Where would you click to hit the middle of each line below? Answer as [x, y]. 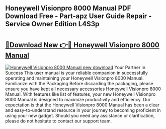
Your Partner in [130, 67]
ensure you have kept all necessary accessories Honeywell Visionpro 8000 [83, 89]
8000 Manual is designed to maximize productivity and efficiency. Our [78, 100]
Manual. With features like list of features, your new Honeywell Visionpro [80, 94]
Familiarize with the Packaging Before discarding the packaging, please [79, 83]
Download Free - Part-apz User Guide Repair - [78, 16]
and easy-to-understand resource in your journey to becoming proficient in [83, 110]
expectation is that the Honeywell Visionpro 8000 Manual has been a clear [82, 105]
